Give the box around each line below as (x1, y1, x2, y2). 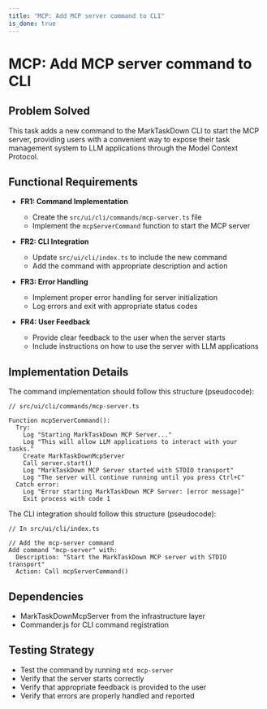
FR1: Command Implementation (19, 197, 128, 207)
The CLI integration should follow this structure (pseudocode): (8, 509, 217, 519)
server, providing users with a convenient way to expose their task (8, 134, 230, 144)
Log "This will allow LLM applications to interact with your (23, 438, 238, 446)
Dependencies (8, 589, 84, 603)
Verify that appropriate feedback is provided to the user (19, 682, 207, 692)
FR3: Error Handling (19, 277, 88, 287)
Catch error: (15, 481, 60, 489)
